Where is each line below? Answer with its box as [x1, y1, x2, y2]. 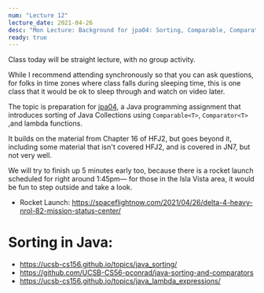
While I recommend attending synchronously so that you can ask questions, [8, 70, 254, 79]
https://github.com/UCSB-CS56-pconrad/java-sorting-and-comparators [19, 268, 254, 277]
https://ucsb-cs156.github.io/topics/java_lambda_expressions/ [19, 277, 222, 286]
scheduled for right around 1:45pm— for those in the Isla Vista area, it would [8, 174, 255, 184]
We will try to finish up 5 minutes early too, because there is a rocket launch [8, 166, 254, 175]
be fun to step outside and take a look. [8, 182, 133, 192]
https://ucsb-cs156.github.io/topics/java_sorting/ [19, 260, 178, 269]
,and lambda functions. [8, 119, 82, 128]
